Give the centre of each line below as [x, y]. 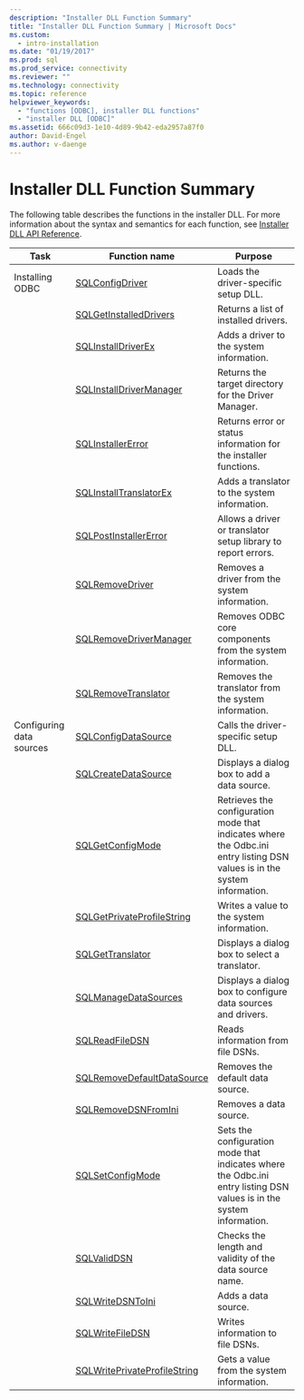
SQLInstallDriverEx [115, 346]
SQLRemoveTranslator [123, 693]
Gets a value [243, 1359]
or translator [243, 530]
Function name [142, 256]
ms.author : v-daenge [48, 144]
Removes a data [251, 1103]
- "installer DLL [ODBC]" [66, 119]
